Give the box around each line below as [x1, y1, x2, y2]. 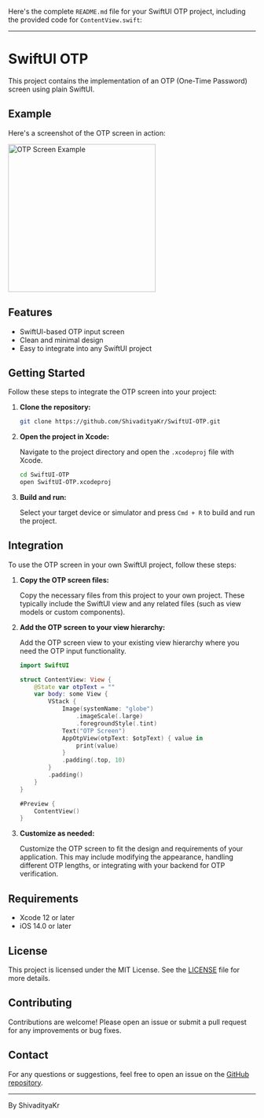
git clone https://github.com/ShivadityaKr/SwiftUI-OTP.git [19, 418, 221, 426]
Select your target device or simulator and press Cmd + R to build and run [19, 508, 255, 517]
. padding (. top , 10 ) [61, 756, 126, 764]
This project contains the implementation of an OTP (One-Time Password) [8, 76, 247, 85]
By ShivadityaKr [8, 1100, 60, 1110]
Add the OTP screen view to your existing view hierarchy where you [19, 638, 240, 647]
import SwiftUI [19, 661, 70, 669]
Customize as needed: [19, 829, 95, 838]
